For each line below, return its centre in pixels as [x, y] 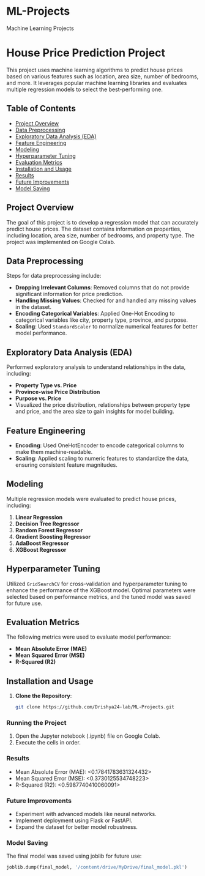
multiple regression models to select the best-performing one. [85, 89]
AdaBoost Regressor [42, 543]
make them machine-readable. [54, 451]
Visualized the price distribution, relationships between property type [102, 405]
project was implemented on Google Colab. [61, 242]
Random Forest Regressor [49, 530]
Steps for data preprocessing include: [54, 276]
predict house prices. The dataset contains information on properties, [94, 229]
